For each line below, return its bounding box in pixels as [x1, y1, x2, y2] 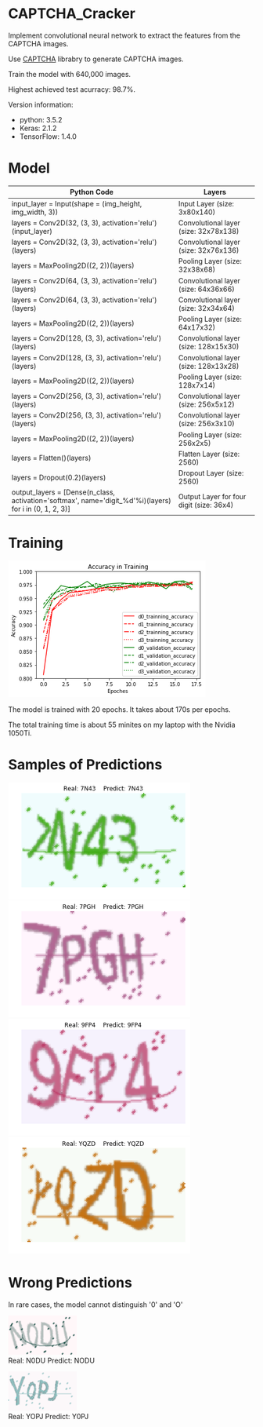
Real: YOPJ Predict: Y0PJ [8, 1411, 89, 1421]
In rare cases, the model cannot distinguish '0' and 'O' [8, 1300, 183, 1309]
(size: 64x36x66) [178, 284, 235, 294]
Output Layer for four [178, 491, 247, 501]
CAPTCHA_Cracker [8, 5, 135, 23]
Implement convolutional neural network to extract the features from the [8, 31, 241, 40]
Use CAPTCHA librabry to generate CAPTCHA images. [8, 54, 184, 64]
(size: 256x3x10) [178, 419, 235, 429]
